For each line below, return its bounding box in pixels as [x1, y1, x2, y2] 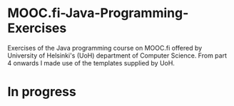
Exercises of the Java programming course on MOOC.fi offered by [7, 43, 203, 52]
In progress [7, 84, 76, 100]
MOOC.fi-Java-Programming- [7, 5, 189, 21]
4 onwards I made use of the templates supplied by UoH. [7, 58, 175, 67]
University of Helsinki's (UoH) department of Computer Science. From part [7, 51, 227, 60]
